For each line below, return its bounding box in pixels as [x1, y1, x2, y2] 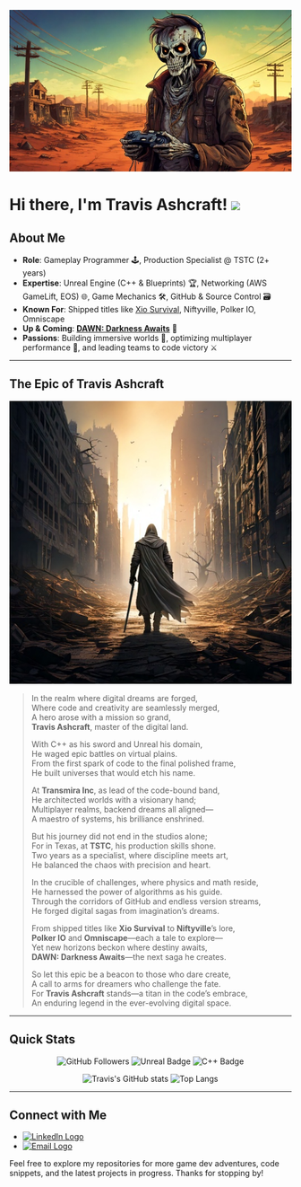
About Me [9, 230, 65, 245]
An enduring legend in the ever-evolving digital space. [30, 998, 232, 1008]
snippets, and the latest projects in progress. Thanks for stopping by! [9, 1168, 264, 1179]
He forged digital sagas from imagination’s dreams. [30, 905, 219, 916]
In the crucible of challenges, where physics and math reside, [30, 876, 259, 887]
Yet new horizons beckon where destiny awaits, [30, 942, 208, 953]
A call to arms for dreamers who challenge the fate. [30, 978, 221, 989]
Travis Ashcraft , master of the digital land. [30, 721, 189, 732]
